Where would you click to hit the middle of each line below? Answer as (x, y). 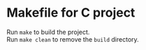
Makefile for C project (71, 13)
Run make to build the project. (48, 32)
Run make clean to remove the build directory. (73, 39)
